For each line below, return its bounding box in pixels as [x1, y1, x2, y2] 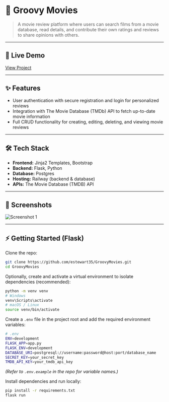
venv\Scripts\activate [5, 298, 53, 303]
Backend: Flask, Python [12, 165, 62, 171]
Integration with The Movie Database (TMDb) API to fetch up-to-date [12, 108, 156, 114]
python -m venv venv [5, 288, 49, 294]
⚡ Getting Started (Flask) [5, 234, 84, 242]
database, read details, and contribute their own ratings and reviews [17, 26, 159, 32]
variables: [5, 322, 26, 328]
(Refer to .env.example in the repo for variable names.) [5, 369, 118, 375]
